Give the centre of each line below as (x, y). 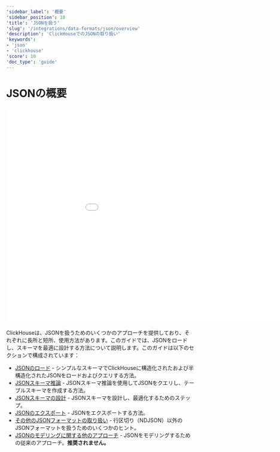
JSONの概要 (36, 93)
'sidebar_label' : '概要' (36, 12)
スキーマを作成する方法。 (57, 390)
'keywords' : (21, 40)
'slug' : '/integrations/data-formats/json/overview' (73, 28)
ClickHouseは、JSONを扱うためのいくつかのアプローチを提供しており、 (95, 333)
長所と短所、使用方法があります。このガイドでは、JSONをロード (107, 340)
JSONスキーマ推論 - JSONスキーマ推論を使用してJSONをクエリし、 (99, 383)
